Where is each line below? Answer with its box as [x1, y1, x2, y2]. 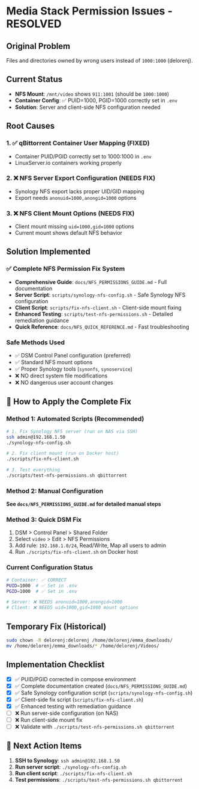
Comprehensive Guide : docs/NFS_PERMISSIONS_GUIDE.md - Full [14, 278, 167, 285]
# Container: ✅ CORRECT [6, 577, 67, 583]
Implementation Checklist [6, 660, 105, 670]
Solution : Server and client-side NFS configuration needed [14, 104, 161, 111]
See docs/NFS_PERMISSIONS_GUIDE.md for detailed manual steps [6, 501, 161, 508]
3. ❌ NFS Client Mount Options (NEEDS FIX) [6, 209, 135, 217]
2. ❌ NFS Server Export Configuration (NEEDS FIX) [6, 174, 156, 182]
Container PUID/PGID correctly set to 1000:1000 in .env [14, 152, 152, 160]
